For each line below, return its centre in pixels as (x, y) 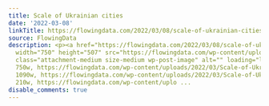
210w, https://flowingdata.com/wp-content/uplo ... (104, 82)
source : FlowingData (43, 38)
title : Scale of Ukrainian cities (66, 16)
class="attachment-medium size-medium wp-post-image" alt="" (120, 61)
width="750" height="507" (59, 53)
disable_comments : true (48, 90)
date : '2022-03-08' (41, 23)
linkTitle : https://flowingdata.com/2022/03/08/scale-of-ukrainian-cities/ (137, 30)
